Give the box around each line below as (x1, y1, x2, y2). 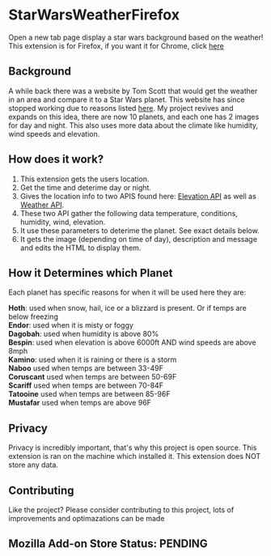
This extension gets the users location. (19, 174, 150, 184)
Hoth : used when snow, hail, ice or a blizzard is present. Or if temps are (8, 303, 247, 313)
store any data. (8, 460, 59, 470)
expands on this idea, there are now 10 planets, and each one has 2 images (8, 112, 260, 121)
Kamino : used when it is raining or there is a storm (8, 354, 177, 365)
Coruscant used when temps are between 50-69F (8, 372, 177, 382)
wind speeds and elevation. (8, 129, 100, 138)
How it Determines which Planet (8, 265, 173, 280)
